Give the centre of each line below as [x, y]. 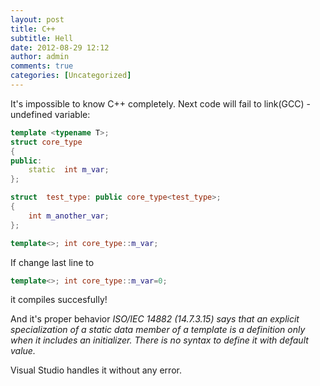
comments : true [42, 66]
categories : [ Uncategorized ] [71, 76]
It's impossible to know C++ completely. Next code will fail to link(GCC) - [160, 103]
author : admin [40, 57]
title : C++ [33, 29]
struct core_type [46, 142]
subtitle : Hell [42, 38]
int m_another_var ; [69, 216]
